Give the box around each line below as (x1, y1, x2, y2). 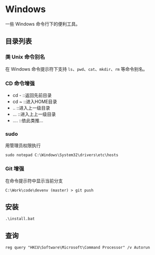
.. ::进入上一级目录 (12, 105, 50, 111)
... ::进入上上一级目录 (12, 111, 56, 117)
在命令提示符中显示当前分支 (5, 178, 63, 184)
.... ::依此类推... (12, 117, 44, 123)
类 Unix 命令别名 (5, 54, 45, 61)
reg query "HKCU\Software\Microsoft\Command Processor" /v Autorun (5, 245, 150, 250)
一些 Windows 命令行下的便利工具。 (5, 21, 80, 27)
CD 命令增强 (5, 80, 35, 87)
